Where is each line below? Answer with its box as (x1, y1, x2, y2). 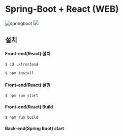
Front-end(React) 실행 (5, 82, 51, 88)
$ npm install (5, 70, 34, 76)
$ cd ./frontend (5, 62, 38, 67)
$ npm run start (5, 93, 38, 98)
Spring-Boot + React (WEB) (5, 3, 119, 15)
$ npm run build (5, 115, 38, 120)
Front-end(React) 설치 (5, 50, 51, 56)
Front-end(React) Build (5, 103, 53, 109)
